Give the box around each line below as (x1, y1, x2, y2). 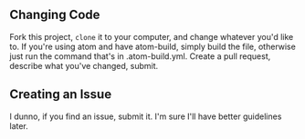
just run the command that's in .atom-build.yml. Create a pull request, (9, 50, 271, 62)
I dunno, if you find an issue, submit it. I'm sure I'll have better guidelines (9, 111, 282, 122)
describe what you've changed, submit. (9, 60, 159, 71)
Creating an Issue (9, 86, 112, 103)
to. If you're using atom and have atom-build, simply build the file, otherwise (9, 41, 297, 52)
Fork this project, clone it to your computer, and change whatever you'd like (9, 31, 294, 42)
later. (9, 120, 29, 131)
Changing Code (9, 7, 100, 23)
